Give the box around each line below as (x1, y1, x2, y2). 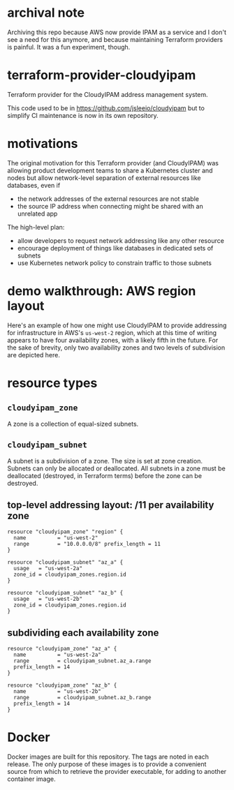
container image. (7, 775, 56, 783)
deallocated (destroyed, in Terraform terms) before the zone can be (7, 471, 203, 479)
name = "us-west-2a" (13, 651, 101, 659)
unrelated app (17, 209, 58, 218)
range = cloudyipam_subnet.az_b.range (13, 694, 152, 701)
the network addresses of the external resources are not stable (17, 194, 199, 203)
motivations (7, 136, 78, 151)
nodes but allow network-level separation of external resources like (7, 173, 201, 182)
